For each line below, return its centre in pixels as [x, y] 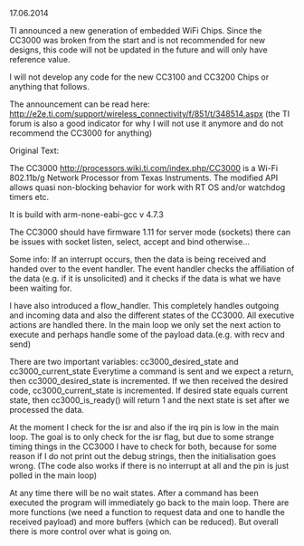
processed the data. [47, 410]
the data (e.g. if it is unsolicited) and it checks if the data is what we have [145, 278]
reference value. [40, 59]
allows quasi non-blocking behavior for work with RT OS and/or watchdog [147, 187]
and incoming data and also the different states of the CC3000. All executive [152, 315]
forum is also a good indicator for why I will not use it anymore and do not [147, 123]
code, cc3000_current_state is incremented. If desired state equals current [149, 390]
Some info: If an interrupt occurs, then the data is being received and [138, 259]
